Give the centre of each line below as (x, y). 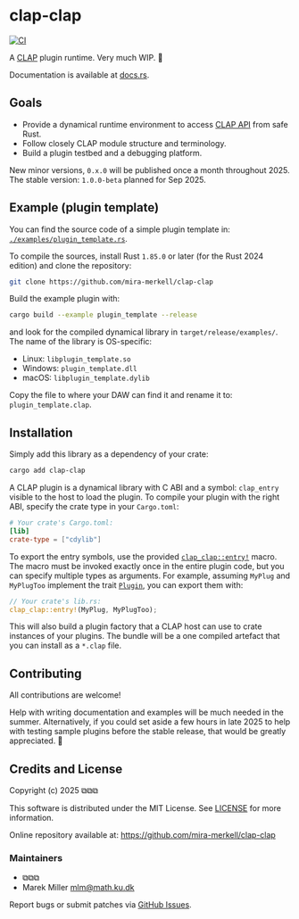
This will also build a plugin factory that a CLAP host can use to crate (136, 626)
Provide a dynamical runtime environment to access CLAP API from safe (155, 124)
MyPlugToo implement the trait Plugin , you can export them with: (126, 584)
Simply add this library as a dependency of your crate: (109, 454)
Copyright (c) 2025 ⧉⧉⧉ (54, 790)
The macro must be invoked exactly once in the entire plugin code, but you (147, 566)
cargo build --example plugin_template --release (104, 315)
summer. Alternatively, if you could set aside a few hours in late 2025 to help (150, 722)
